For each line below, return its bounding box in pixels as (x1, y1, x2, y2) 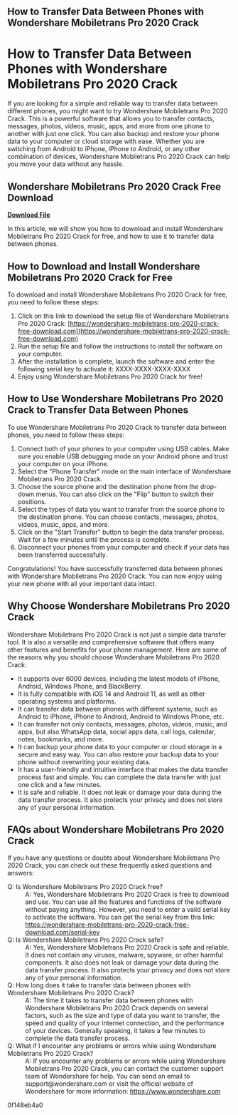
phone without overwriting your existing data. (17, 757, 151, 766)
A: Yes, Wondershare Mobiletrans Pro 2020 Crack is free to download (25, 890, 229, 899)
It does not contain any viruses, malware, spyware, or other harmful (25, 951, 224, 960)
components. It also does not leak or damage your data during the (25, 958, 219, 967)
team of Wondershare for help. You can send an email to (25, 1072, 190, 1081)
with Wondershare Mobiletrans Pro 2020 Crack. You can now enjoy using (7, 572, 222, 580)
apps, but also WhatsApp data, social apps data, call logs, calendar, (17, 727, 216, 736)
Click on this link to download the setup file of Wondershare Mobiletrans (17, 312, 229, 320)
